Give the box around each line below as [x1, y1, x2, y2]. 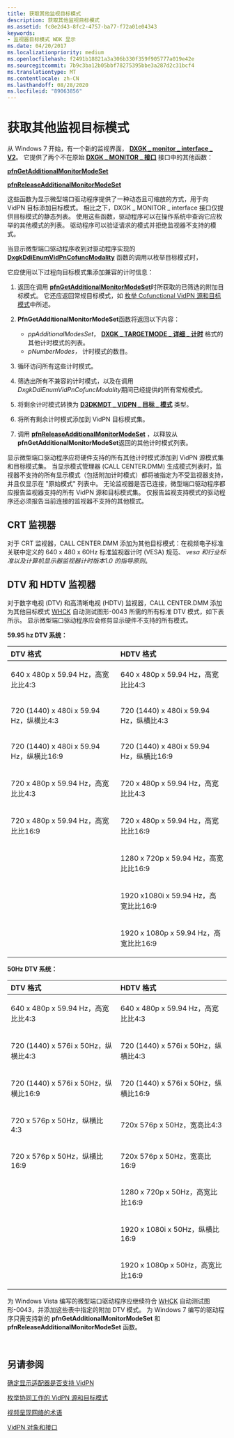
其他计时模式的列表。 [27, 338, 89, 347]
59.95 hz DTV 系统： [7, 631, 68, 639]
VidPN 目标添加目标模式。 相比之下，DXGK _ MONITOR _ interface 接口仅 [7, 203, 218, 212]
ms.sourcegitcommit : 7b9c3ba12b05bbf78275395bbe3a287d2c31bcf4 [7, 62, 195, 69]
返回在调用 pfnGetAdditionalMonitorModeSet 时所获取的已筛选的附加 [17, 283, 218, 291]
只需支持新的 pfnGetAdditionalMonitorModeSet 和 [13, 1314, 161, 1322]
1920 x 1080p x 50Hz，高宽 [120, 1260, 215, 1269]
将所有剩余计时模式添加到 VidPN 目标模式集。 [17, 415, 149, 423]
